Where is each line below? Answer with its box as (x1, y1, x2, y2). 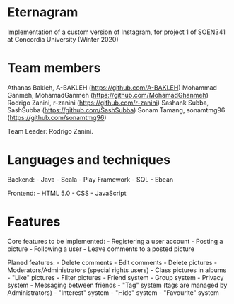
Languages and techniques (7, 152, 171, 168)
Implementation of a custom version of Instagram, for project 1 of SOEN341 (7, 28, 226, 36)
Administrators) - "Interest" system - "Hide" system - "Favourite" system (7, 288, 219, 297)
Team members (7, 60, 101, 76)
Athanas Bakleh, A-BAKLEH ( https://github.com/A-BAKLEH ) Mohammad (7, 83, 218, 92)
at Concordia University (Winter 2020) (7, 35, 119, 43)
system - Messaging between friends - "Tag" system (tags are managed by (7, 281, 228, 289)
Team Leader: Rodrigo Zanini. (7, 127, 93, 135)
